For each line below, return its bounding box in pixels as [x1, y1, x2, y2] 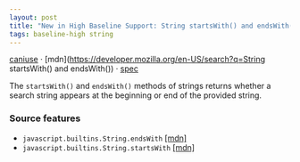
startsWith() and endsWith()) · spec [9, 63, 138, 74]
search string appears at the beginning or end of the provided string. [9, 90, 262, 101]
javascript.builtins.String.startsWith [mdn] [21, 142, 195, 152]
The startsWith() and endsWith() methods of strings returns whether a [9, 81, 271, 92]
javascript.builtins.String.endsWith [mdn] [21, 133, 187, 143]
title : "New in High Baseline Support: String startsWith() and [9, 21, 254, 30]
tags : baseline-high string [9, 29, 114, 38]
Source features [9, 112, 81, 125]
